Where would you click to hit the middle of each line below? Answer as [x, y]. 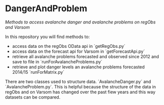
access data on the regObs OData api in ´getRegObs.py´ [69, 46]
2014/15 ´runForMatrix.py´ [38, 72]
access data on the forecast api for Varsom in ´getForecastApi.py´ [79, 51]
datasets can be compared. [33, 97]
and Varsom [18, 27]
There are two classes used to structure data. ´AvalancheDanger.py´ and [78, 82]
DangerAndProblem [46, 9]
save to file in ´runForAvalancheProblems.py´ [57, 62]
